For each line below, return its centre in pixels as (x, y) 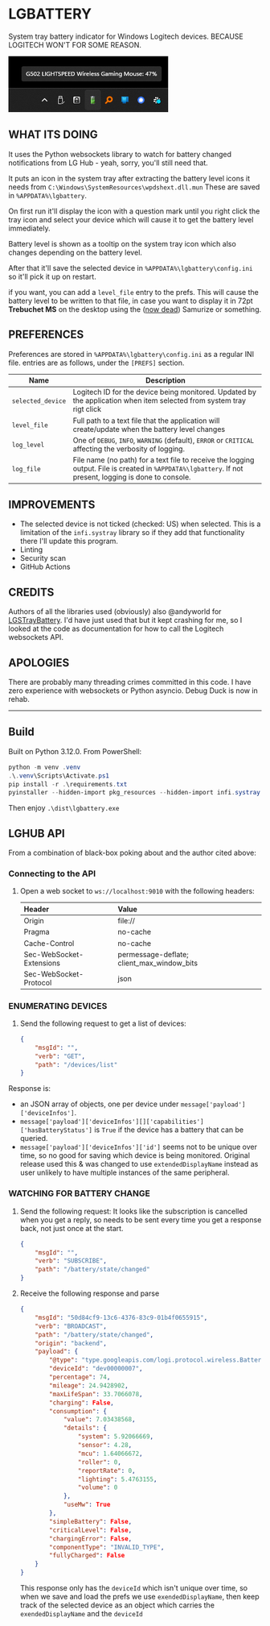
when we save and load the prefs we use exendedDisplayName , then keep (139, 1597)
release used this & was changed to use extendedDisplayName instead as (139, 1164)
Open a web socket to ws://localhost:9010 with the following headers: (137, 891)
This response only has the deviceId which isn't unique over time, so (133, 1588)
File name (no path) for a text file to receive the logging (164, 460)
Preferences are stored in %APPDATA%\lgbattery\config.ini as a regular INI (131, 354)
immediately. (29, 228)
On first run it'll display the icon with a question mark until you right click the (134, 211)
